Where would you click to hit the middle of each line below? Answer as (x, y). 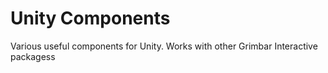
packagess (33, 56)
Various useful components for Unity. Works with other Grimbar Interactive (164, 46)
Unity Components (90, 18)
